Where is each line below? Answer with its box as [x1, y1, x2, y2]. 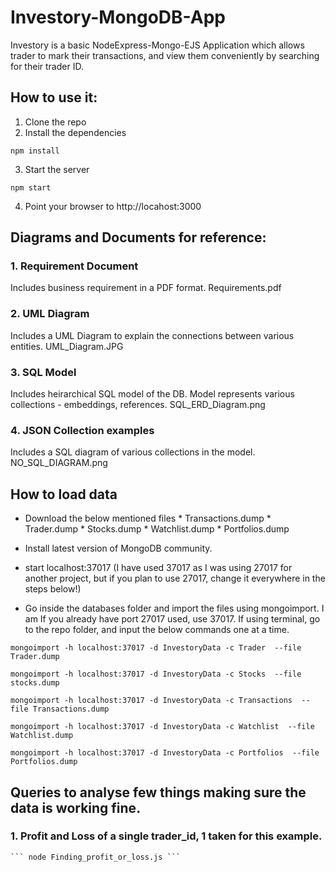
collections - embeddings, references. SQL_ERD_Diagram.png [10, 399, 266, 411]
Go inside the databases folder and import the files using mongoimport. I [24, 602, 325, 615]
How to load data [10, 486, 118, 503]
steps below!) [24, 583, 82, 595]
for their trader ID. [10, 60, 84, 72]
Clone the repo [24, 116, 87, 128]
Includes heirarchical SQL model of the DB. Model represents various [10, 388, 295, 400]
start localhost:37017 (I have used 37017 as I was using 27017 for [24, 562, 293, 574]
